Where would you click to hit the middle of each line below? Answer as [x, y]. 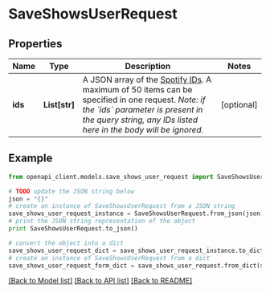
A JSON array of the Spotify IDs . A [147, 79]
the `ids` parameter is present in [143, 110]
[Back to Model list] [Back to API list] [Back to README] [100, 281]
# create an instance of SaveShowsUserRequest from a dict [109, 258]
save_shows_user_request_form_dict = [72, 266]
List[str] [59, 105]
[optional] [239, 105]
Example [31, 159]
